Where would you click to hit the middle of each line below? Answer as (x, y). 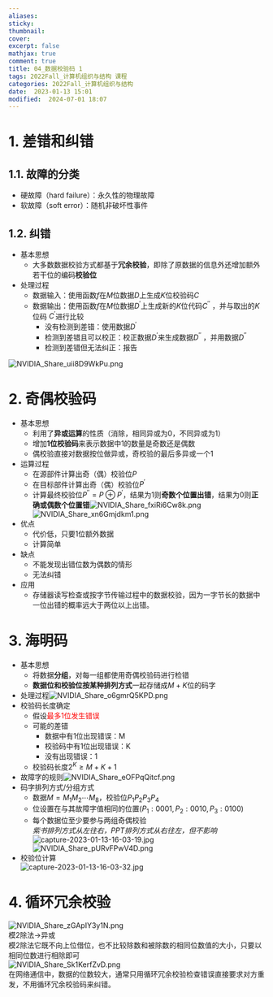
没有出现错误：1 (71, 756)
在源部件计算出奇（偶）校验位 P (84, 474)
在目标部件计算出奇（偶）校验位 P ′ (89, 483)
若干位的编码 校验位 (65, 275)
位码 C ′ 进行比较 (58, 315)
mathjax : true (32, 54)
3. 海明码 (38, 641)
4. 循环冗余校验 (60, 902)
